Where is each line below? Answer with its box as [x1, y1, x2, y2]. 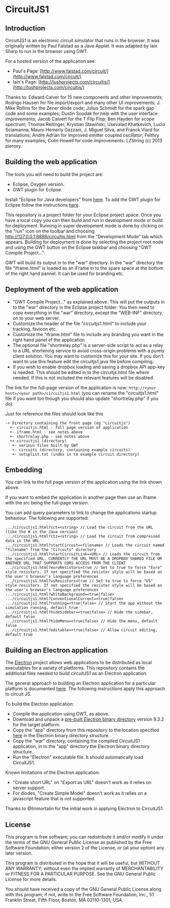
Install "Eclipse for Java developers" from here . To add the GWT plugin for [5, 196, 161, 203]
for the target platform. [12, 722, 60, 728]
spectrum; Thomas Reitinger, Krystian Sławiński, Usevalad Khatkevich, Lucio [5, 121, 165, 127]
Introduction [5, 24, 46, 33]
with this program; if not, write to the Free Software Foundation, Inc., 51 [5, 892, 154, 898]
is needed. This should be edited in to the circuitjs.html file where [12, 369, 150, 375]
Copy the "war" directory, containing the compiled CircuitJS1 [12, 738, 140, 744]
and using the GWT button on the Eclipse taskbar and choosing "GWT [5, 244, 152, 250]
